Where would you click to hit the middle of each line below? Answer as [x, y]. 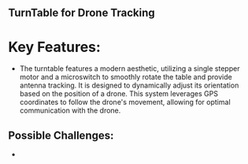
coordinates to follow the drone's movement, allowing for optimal [125, 102]
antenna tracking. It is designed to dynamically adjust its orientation [129, 85]
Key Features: [54, 47]
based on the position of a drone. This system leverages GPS [119, 94]
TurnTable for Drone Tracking [81, 13]
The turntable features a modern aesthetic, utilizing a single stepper [130, 69]
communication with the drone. [70, 110]
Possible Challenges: [61, 135]
